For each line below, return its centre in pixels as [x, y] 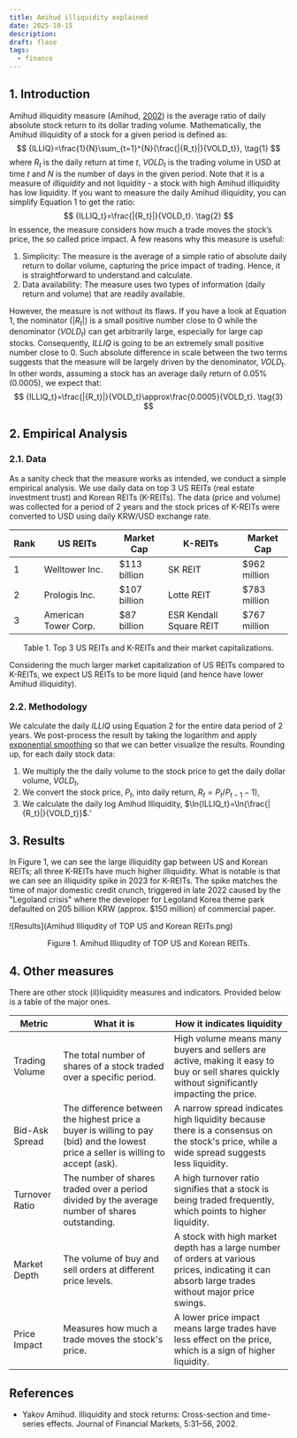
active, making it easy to [224, 1061]
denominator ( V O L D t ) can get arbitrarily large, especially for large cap [136, 333]
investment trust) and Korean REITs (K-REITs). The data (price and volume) [145, 497]
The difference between [113, 1109]
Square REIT [193, 626]
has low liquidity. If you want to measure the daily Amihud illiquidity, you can [148, 192]
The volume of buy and [111, 1259]
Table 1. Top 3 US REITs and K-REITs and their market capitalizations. [148, 648]
